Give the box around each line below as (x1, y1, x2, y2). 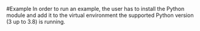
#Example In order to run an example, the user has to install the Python (6, 5, 185, 12)
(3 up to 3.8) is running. (6, 18, 66, 25)
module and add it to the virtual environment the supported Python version (6, 12, 194, 19)
